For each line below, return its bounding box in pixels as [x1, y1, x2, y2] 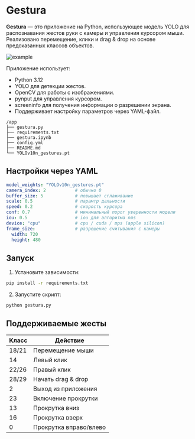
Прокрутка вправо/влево [33, 423, 106, 431]
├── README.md [6, 145, 41, 151]
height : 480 [11, 237, 41, 243]
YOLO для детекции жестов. [14, 82, 86, 89]
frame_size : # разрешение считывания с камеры [6, 226, 160, 232]
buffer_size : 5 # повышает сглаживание [6, 193, 134, 199]
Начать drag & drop [33, 375, 89, 383]
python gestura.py [6, 303, 51, 308]
